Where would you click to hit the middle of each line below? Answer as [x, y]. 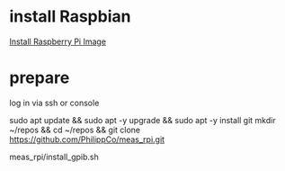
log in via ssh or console [54, 103]
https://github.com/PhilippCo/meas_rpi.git [87, 139]
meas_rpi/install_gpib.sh [54, 157]
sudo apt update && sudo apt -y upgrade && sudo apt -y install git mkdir [142, 120]
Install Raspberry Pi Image [58, 41]
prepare [40, 78]
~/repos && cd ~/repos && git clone [75, 130]
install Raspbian [70, 17]
